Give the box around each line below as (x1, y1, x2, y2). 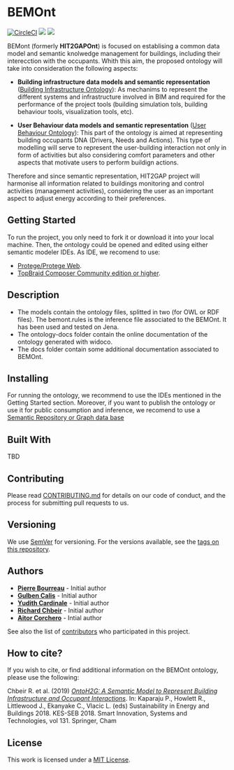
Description (7, 289, 59, 301)
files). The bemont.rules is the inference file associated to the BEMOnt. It (17, 315, 227, 323)
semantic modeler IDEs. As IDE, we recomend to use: (7, 248, 161, 256)
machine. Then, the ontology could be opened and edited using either (7, 240, 208, 248)
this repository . (7, 545, 51, 553)
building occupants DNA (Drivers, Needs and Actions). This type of (17, 136, 211, 144)
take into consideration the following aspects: (7, 64, 138, 72)
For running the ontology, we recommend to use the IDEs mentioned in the (7, 391, 221, 400)
